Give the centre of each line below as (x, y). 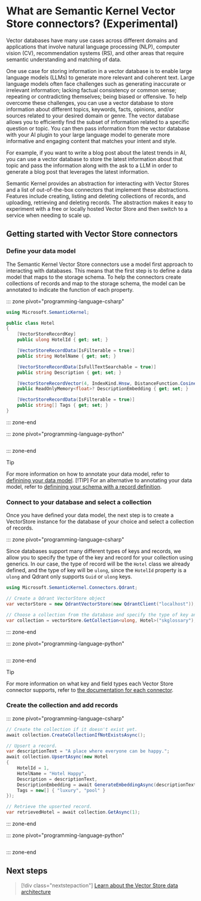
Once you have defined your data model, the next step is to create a (90, 515)
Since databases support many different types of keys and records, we (94, 551)
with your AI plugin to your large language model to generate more (88, 134)
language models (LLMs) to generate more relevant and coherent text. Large (100, 77)
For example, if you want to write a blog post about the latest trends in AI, (97, 152)
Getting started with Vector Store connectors (92, 234)
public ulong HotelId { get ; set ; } (63, 340)
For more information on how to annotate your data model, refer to (88, 474)
